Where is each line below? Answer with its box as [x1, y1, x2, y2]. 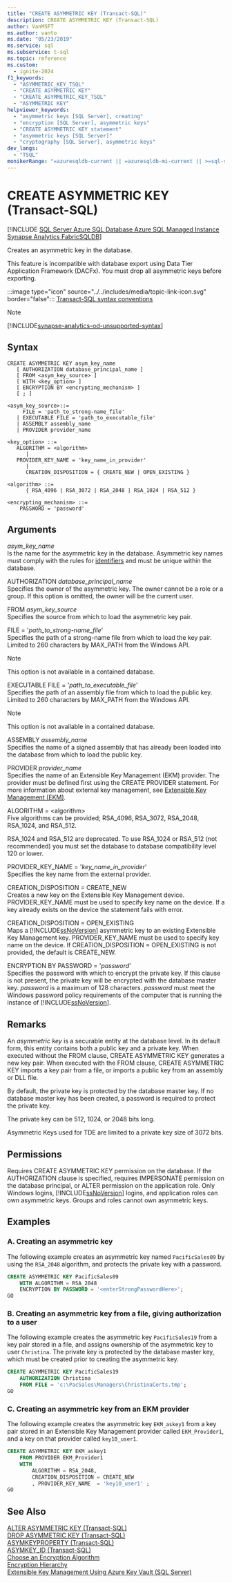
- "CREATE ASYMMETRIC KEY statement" [13, 126, 122, 133]
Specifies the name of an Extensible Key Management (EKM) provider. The [7, 771, 220, 779]
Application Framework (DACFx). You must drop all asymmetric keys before [7, 267, 222, 275]
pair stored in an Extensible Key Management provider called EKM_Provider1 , [7, 1428, 224, 1436]
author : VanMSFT [7, 23, 54, 30]
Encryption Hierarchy [7, 1561, 68, 1569]
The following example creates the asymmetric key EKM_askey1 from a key [7, 1420, 217, 1428]
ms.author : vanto [7, 29, 57, 37]
